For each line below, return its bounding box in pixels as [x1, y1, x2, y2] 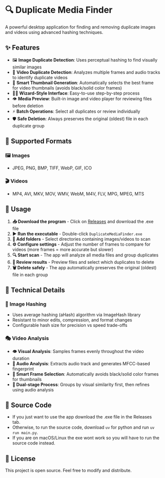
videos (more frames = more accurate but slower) [12, 246, 114, 252]
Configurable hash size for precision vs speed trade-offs [12, 322, 128, 328]
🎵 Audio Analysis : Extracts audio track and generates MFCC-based [12, 360, 150, 366]
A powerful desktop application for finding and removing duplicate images [5, 24, 156, 30]
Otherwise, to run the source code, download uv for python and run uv [12, 424, 155, 430]
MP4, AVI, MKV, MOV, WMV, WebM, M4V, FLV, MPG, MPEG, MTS [12, 191, 144, 196]
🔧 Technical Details [5, 286, 66, 294]
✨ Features [5, 43, 40, 52]
